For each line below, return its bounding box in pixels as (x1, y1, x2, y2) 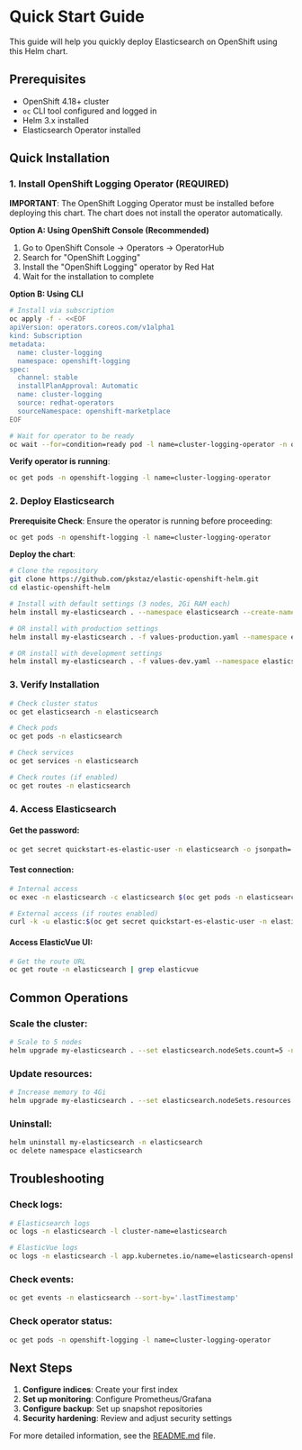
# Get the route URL (9, 957, 87, 966)
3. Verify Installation (9, 679, 100, 691)
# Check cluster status (9, 698, 99, 708)
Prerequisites (9, 72, 86, 87)
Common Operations (9, 989, 129, 1006)
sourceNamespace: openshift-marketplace (17, 406, 171, 415)
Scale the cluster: (9, 1017, 88, 1029)
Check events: (9, 1272, 75, 1285)
